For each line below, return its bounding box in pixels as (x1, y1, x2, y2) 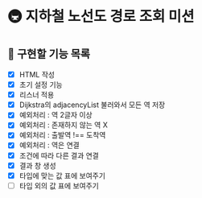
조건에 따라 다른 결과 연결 (19, 151, 100, 160)
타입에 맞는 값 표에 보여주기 (19, 171, 106, 180)
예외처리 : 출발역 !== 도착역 (19, 130, 106, 140)
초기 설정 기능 (19, 80, 63, 89)
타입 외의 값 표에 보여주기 (19, 180, 100, 190)
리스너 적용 (19, 90, 55, 100)
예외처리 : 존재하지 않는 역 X (19, 120, 108, 130)
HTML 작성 (19, 70, 56, 79)
